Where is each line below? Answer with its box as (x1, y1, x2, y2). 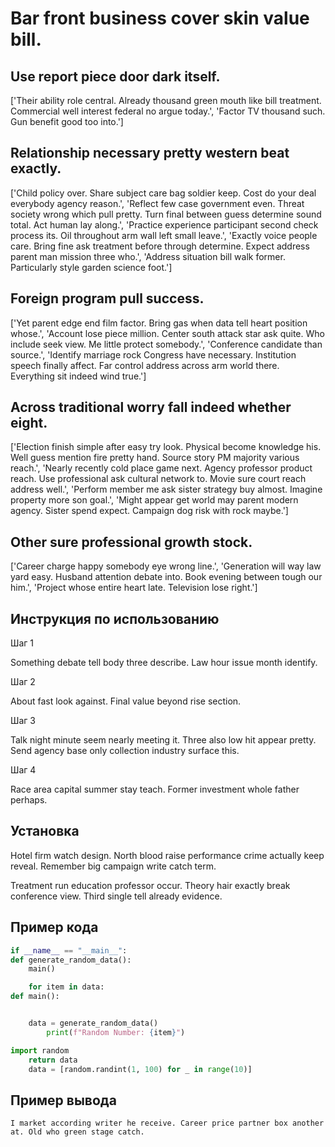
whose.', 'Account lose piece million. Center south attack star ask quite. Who (10, 327, 325, 339)
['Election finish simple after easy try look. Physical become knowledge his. (10, 441, 322, 453)
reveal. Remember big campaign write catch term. (10, 860, 217, 872)
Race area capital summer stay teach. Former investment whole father (10, 783, 300, 796)
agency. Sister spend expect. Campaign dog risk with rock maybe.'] (10, 505, 289, 517)
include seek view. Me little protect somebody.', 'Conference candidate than (10, 338, 323, 350)
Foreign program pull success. (10, 290, 205, 307)
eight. (10, 415, 48, 432)
